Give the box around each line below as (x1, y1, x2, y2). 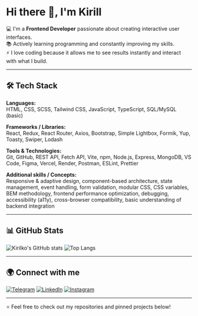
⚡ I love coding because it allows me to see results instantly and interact (6, 49, 181, 56)
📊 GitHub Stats (6, 226, 64, 236)
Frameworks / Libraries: (6, 123, 66, 130)
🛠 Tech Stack (6, 81, 58, 91)
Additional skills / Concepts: (6, 171, 77, 178)
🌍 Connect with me (6, 267, 80, 277)
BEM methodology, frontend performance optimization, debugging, (6, 189, 169, 197)
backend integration (6, 202, 55, 209)
